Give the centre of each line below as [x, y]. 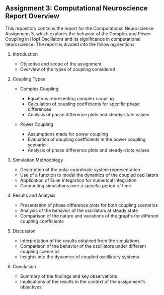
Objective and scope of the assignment [61, 64]
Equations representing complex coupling [71, 98]
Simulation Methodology [38, 160]
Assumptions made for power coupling [68, 134]
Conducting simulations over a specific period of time [75, 185]
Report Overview [32, 16]
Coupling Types [29, 79]
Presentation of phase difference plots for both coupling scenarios [89, 205]
